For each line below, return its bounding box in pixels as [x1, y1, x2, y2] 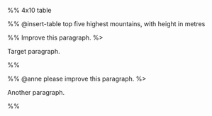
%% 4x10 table [7, 6, 52, 14]
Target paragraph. [7, 47, 60, 55]
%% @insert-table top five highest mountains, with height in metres [7, 20, 206, 28]
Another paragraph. [7, 88, 65, 96]
